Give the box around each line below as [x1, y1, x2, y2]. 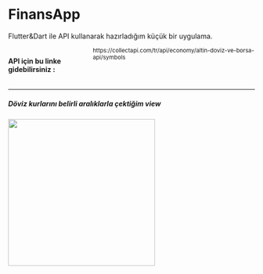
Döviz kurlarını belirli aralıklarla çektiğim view [8, 99, 161, 108]
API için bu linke [8, 56, 61, 66]
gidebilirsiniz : [8, 64, 56, 74]
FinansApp [8, 5, 81, 23]
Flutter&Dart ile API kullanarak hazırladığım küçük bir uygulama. [8, 31, 213, 41]
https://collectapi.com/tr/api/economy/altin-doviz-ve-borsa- [92, 46, 254, 54]
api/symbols [92, 53, 126, 61]
